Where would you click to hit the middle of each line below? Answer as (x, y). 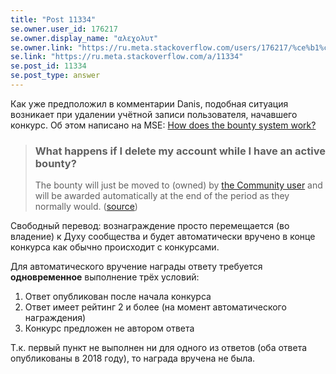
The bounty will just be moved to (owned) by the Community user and (178, 185)
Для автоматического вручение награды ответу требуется (136, 267)
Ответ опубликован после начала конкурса (118, 297)
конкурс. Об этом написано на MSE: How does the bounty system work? (163, 125)
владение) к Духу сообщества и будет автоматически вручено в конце (163, 237)
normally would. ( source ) (86, 207)
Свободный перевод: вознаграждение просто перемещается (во (150, 226)
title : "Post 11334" (53, 19)
